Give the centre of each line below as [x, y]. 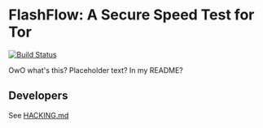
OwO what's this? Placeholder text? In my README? [96, 70]
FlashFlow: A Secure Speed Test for [131, 15]
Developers [38, 96]
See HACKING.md [39, 115]
